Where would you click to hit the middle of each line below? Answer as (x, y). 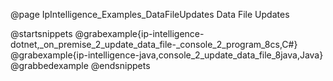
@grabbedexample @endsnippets (80, 65)
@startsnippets (41, 33)
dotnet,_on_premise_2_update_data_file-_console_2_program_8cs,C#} (154, 44)
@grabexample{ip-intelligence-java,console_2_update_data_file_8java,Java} (167, 55)
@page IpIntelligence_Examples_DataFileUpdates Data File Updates (150, 14)
